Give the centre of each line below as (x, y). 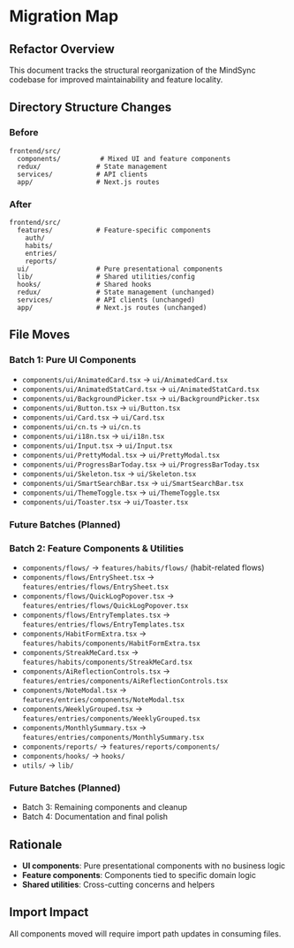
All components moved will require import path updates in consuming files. (145, 933)
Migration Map (64, 16)
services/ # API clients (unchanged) (106, 300)
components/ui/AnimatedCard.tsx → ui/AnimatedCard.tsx (124, 379)
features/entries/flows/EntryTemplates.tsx (103, 624)
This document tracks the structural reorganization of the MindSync (132, 70)
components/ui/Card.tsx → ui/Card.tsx (93, 417)
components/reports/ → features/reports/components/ (121, 746)
